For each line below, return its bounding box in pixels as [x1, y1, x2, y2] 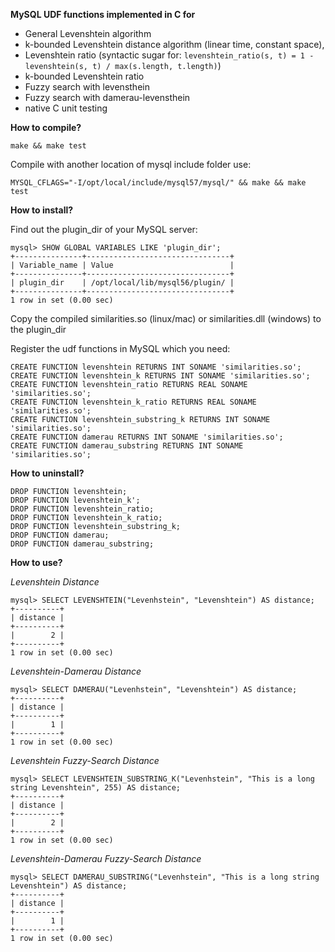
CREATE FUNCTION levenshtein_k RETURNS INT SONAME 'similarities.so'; [10, 371, 311, 381]
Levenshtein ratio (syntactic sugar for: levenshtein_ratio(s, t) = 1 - [24, 49, 315, 61]
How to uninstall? [10, 467, 85, 479]
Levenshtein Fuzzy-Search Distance [10, 755, 160, 766]
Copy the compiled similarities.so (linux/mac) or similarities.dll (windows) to [10, 313, 322, 324]
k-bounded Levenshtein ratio [24, 70, 145, 82]
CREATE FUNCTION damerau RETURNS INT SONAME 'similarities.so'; [10, 432, 284, 442]
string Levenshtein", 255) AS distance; [10, 783, 182, 793]
